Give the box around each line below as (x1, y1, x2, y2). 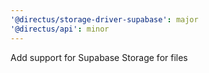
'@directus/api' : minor (10, 24, 110, 34)
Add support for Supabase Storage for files (10, 51, 188, 63)
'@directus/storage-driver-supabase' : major (10, 14, 199, 25)
